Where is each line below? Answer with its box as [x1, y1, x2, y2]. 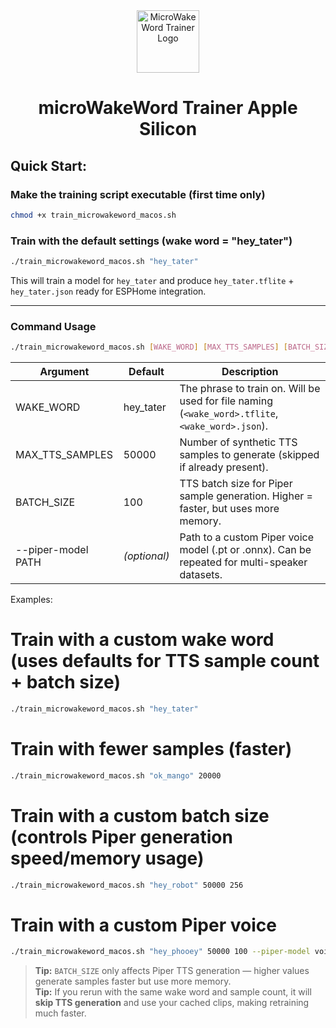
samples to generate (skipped [179, 448, 320, 462]
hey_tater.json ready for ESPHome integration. [10, 285, 207, 297]
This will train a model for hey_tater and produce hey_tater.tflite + [10, 274, 295, 286]
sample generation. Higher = [179, 489, 313, 503]
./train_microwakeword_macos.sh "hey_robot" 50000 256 [10, 880, 244, 890]
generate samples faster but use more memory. [34, 975, 232, 988]
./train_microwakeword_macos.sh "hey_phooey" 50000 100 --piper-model [10, 947, 311, 957]
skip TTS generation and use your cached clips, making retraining [34, 997, 310, 1009]
